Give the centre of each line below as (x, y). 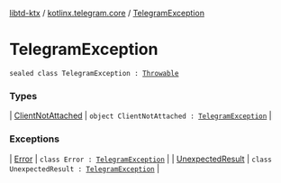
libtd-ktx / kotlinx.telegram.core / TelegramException (107, 13)
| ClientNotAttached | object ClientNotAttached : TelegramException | (140, 115)
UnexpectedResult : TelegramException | (85, 168)
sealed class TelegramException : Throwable (94, 73)
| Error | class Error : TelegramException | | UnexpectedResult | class (141, 159)
